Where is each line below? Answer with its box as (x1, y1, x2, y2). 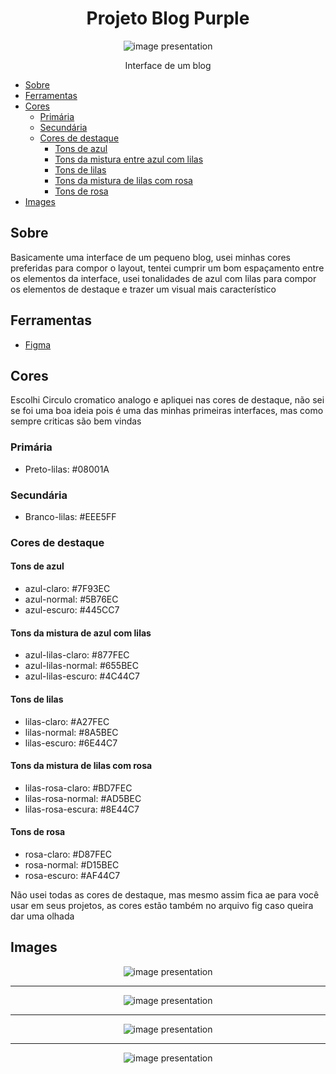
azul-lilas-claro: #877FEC (24, 649, 130, 661)
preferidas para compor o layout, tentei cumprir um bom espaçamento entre (10, 262, 325, 274)
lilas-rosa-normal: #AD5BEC (24, 792, 142, 804)
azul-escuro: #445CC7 (24, 604, 120, 616)
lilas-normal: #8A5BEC (24, 726, 119, 738)
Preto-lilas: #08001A (24, 463, 110, 475)
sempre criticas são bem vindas (10, 415, 142, 427)
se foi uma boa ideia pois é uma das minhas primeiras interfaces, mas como (10, 405, 324, 417)
